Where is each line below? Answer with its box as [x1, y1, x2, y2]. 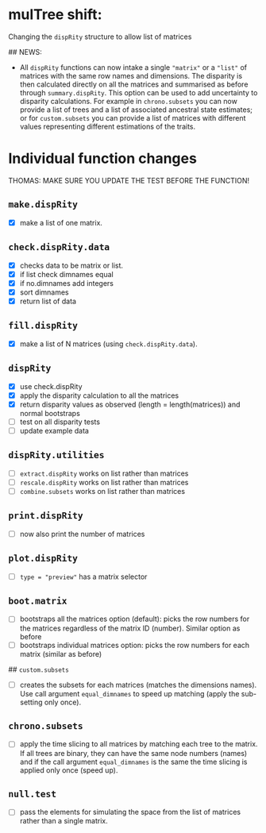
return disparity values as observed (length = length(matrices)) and [19, 399, 241, 409]
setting [19, 697, 43, 707]
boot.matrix [8, 596, 67, 607]
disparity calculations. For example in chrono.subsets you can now [19, 96, 238, 106]
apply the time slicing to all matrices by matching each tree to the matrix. [19, 739, 258, 749]
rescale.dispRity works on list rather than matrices [19, 477, 189, 487]
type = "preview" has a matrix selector [19, 572, 148, 581]
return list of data [19, 296, 77, 306]
